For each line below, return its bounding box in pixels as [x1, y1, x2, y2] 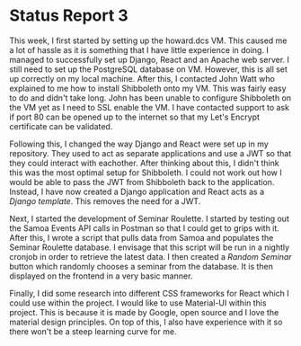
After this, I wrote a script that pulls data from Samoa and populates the [9, 232, 274, 243]
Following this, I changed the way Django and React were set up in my [9, 138, 270, 149]
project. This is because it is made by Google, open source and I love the [9, 306, 279, 317]
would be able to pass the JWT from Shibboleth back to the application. [9, 176, 275, 187]
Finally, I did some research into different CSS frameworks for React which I [9, 288, 289, 298]
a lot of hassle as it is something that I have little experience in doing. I [9, 44, 270, 55]
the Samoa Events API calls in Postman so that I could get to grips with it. [9, 222, 280, 234]
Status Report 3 [9, 5, 128, 26]
